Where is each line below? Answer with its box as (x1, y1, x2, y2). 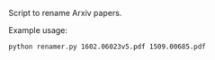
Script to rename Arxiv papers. (8, 8, 122, 18)
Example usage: (8, 25, 68, 35)
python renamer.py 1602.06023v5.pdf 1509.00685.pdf (8, 42, 206, 51)
